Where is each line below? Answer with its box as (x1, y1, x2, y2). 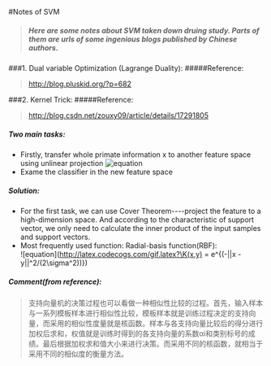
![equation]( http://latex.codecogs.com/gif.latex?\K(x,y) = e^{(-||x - (19, 249, 242, 259)
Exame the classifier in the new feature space (19, 167, 173, 176)
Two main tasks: (8, 129, 66, 139)
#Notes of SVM (8, 7, 60, 16)
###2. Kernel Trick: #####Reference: (8, 94, 134, 104)
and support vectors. (19, 232, 91, 242)
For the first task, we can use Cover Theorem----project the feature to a (19, 206, 261, 216)
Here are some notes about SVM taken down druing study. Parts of (28, 25, 260, 35)
